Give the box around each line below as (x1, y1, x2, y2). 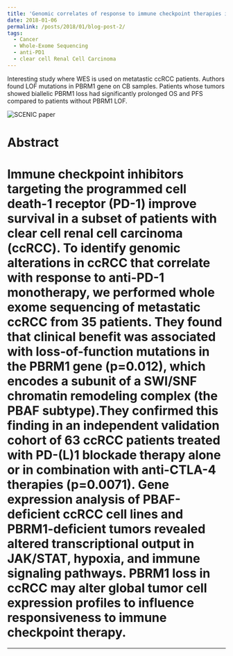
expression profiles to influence (7, 595, 194, 611)
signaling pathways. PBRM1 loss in (7, 566, 211, 582)
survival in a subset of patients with (7, 211, 217, 227)
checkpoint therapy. (7, 625, 127, 641)
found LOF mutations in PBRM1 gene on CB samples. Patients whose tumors (7, 81, 225, 90)
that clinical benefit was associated (7, 329, 216, 345)
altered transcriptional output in (7, 536, 195, 552)
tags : (7, 29, 23, 37)
